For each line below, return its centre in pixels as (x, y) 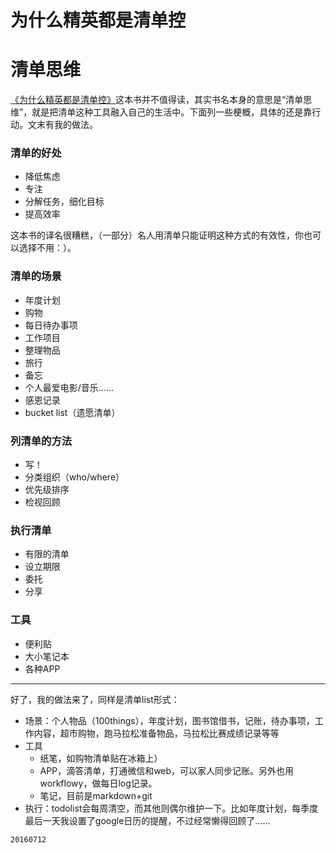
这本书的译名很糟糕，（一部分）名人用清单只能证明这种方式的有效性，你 (157, 235)
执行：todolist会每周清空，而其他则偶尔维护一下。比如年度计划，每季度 (171, 808)
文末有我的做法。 (62, 125)
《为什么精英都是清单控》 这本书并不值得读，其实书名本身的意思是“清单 (157, 100)
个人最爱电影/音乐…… (69, 387)
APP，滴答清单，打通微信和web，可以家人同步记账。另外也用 (167, 770)
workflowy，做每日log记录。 (98, 783)
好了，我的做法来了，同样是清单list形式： (95, 699)
